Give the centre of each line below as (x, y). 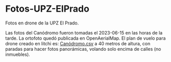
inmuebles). (18, 54)
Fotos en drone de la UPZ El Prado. (42, 23)
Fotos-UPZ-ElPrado (47, 9)
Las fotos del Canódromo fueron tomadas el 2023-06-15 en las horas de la (84, 33)
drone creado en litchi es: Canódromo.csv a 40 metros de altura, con (78, 43)
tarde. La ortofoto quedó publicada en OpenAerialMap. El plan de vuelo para (86, 38)
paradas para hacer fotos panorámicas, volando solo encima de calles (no (83, 49)
